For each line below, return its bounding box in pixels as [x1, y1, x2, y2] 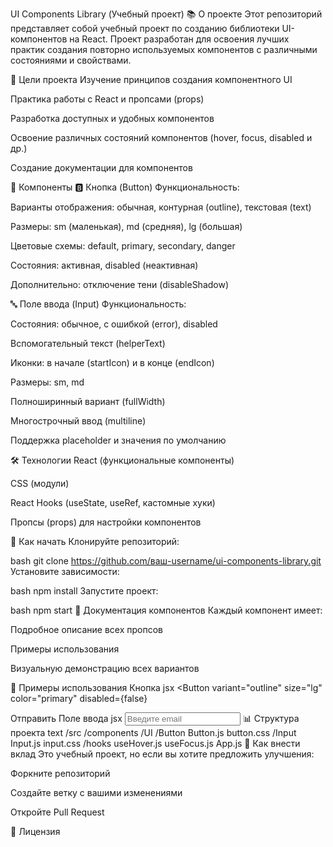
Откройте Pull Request [10, 806, 105, 818]
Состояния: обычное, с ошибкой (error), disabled [10, 318, 218, 330]
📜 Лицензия [10, 826, 61, 837]
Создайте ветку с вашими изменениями [10, 787, 183, 798]
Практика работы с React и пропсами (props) [10, 93, 205, 105]
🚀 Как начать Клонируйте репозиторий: [10, 536, 180, 547]
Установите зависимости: [10, 566, 120, 577]
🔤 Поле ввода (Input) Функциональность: [10, 298, 187, 310]
